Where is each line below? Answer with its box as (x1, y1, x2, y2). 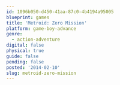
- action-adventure (11, 37, 61, 42)
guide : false (6, 53, 39, 59)
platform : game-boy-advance (6, 25, 77, 32)
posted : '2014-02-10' (6, 64, 61, 71)
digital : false (6, 42, 44, 48)
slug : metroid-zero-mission (6, 70, 77, 76)
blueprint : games (6, 14, 50, 20)
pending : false (6, 59, 44, 65)
